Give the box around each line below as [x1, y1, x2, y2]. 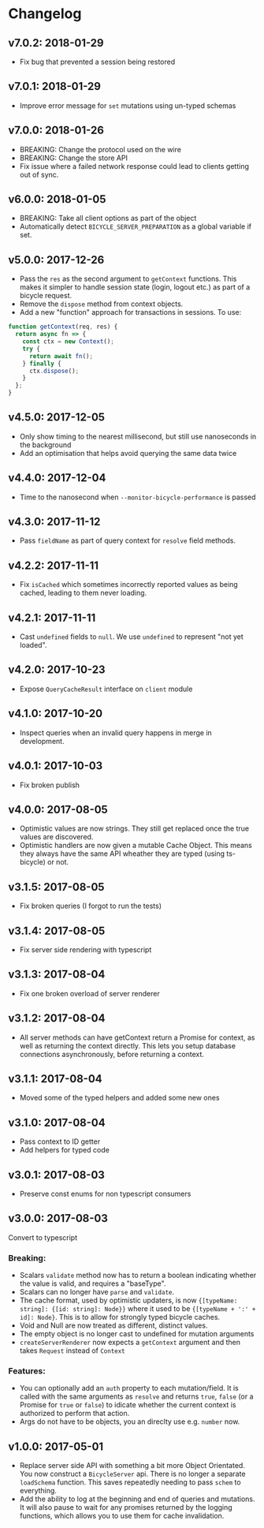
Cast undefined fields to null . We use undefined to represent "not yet [19, 632, 244, 641]
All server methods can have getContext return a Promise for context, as [19, 1033, 255, 1042]
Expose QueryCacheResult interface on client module [19, 684, 193, 693]
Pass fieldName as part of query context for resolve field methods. [19, 536, 236, 545]
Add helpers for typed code [19, 1145, 110, 1155]
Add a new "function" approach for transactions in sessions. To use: [19, 308, 242, 317]
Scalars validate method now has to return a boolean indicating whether [19, 1271, 257, 1280]
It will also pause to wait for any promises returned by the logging [19, 1503, 232, 1512]
